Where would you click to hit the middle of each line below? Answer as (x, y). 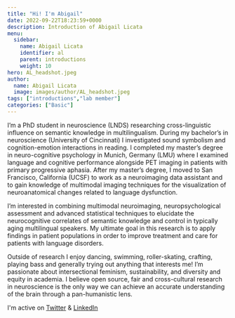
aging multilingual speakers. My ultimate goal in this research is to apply (112, 228)
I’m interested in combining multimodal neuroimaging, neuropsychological (114, 206)
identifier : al (42, 53)
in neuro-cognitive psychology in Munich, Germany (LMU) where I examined (118, 154)
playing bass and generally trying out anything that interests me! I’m (105, 264)
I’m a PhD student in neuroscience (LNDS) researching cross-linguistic (109, 125)
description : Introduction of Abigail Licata (75, 27)
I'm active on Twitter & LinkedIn (53, 307)
